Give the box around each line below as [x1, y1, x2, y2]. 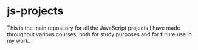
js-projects [7, 4, 64, 18]
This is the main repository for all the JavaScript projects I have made [7, 24, 181, 31]
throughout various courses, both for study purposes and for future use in [7, 30, 192, 37]
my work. [7, 37, 30, 44]
